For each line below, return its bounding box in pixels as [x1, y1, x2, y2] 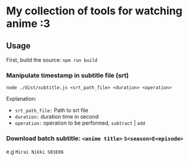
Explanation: [6, 95, 37, 103]
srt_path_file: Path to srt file [14, 107, 88, 114]
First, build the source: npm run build [6, 57, 98, 63]
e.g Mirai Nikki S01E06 [6, 148, 64, 155]
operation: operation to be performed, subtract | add [14, 119, 145, 126]
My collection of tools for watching [6, 4, 183, 18]
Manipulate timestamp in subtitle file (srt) [6, 71, 129, 79]
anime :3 [6, 17, 51, 30]
